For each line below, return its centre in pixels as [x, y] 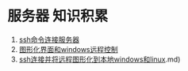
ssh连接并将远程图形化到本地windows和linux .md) [100, 59]
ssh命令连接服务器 [49, 39]
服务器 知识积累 [58, 16]
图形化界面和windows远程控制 [68, 49]
